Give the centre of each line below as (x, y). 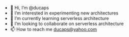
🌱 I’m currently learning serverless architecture (59, 18)
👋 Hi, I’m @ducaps (30, 8)
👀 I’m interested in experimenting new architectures (64, 13)
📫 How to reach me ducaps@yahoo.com (54, 29)
